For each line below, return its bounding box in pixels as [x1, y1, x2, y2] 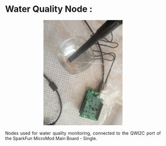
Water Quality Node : [5, 3, 93, 15]
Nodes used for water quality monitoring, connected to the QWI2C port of [5, 130, 161, 136]
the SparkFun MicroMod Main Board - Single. [5, 136, 97, 142]
